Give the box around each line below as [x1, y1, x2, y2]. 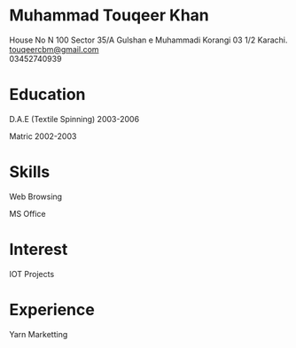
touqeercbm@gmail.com [9, 43, 99, 54]
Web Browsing [9, 191, 63, 202]
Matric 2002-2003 [9, 130, 77, 142]
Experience [9, 299, 95, 320]
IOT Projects [9, 268, 55, 279]
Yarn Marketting [9, 329, 68, 339]
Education [9, 85, 86, 104]
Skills [9, 162, 51, 182]
